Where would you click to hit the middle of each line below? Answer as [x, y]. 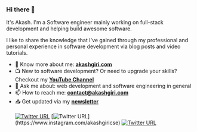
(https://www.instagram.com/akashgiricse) [67, 123]
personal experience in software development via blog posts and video [93, 46]
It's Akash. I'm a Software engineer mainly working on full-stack [85, 23]
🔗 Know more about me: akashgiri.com [63, 64]
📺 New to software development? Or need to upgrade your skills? [96, 71]
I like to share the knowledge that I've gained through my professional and [97, 40]
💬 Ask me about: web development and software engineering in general [103, 86]
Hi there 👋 [21, 10]
